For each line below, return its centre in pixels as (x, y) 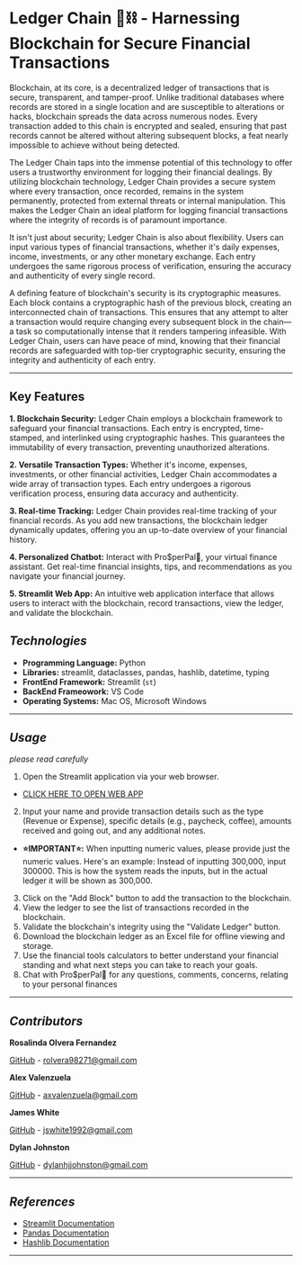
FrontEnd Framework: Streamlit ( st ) (89, 682)
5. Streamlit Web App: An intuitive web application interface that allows (142, 593)
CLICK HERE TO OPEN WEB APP (83, 794)
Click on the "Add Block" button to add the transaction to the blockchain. (157, 899)
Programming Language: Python (84, 663)
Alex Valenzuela (40, 1078)
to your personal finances (70, 984)
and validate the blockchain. (62, 612)
